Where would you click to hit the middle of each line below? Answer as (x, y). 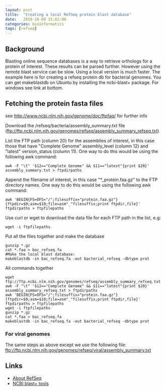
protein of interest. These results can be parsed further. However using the (83, 66)
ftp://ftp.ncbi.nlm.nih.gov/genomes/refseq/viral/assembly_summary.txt (78, 350)
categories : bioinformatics (35, 24)
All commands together (29, 268)
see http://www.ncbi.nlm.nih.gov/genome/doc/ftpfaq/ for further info (76, 116)
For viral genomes (28, 334)
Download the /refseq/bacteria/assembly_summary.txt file (65, 125)
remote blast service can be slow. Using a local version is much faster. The (83, 71)
